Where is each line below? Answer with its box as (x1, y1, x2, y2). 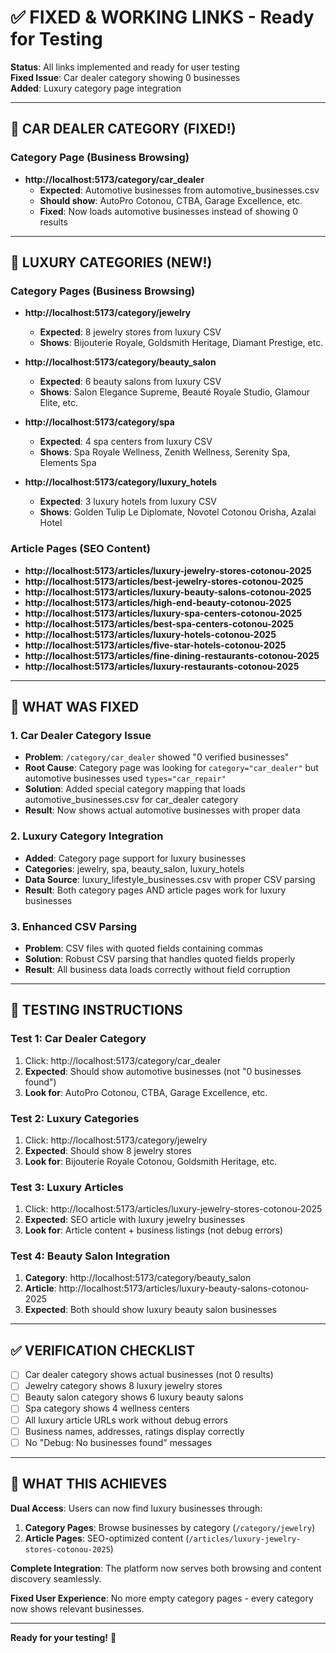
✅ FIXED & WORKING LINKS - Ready (10, 6, 315, 29)
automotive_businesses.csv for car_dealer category (24, 794, 239, 806)
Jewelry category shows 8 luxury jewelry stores (24, 1380, 223, 1392)
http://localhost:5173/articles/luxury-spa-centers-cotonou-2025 (24, 607, 303, 619)
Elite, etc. (39, 397, 79, 409)
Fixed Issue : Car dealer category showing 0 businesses (10, 71, 241, 83)
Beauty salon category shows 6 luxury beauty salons (24, 1391, 244, 1403)
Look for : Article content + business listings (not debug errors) (24, 1224, 284, 1236)
